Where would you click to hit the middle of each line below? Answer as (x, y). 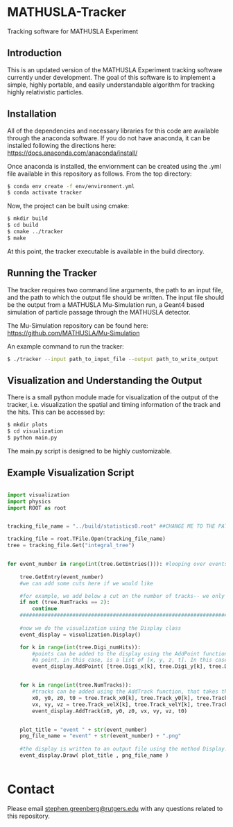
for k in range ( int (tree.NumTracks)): (76, 685)
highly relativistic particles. (45, 92)
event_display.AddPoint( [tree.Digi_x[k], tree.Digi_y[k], (119, 667)
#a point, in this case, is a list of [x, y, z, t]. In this (122, 660)
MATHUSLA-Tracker (67, 12)
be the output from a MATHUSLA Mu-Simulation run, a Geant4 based (106, 304)
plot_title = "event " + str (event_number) (84, 730)
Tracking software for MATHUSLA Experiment (73, 31)
